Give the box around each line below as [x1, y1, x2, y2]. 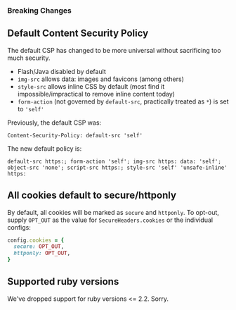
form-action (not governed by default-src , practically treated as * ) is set [17, 97, 229, 106]
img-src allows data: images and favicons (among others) [17, 75, 185, 83]
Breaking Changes [7, 6, 72, 15]
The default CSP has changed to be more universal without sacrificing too [7, 46, 221, 54]
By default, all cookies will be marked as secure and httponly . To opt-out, [7, 208, 220, 216]
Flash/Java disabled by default [17, 67, 107, 75]
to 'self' [17, 104, 44, 113]
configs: [7, 223, 32, 231]
